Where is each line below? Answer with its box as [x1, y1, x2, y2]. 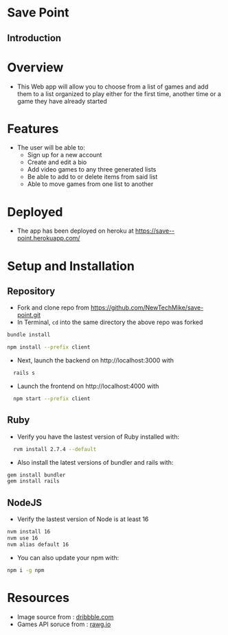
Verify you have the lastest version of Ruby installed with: [16, 432, 180, 441]
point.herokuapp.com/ [16, 234, 80, 242]
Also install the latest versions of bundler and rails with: [16, 458, 174, 466]
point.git [16, 311, 41, 319]
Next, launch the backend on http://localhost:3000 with [16, 356, 174, 365]
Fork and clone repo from [16, 303, 89, 312]
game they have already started [16, 97, 108, 105]
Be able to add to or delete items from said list [27, 173, 158, 181]
